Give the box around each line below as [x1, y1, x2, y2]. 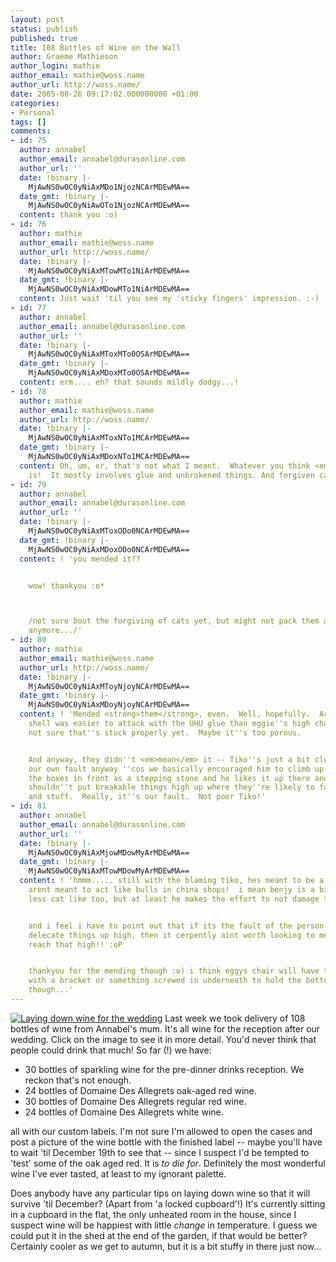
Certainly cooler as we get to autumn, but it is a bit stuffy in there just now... [10, 1240, 322, 1252]
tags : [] [10, 117, 47, 127]
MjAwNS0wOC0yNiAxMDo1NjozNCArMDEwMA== [28, 182, 190, 192]
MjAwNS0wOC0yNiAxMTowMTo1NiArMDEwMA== [28, 266, 190, 276]
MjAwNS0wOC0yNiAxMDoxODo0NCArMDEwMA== [28, 544, 190, 555]
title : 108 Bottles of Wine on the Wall [10, 42, 182, 53]
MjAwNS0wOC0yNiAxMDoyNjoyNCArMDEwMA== [28, 700, 190, 710]
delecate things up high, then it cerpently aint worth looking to [28, 930, 315, 940]
